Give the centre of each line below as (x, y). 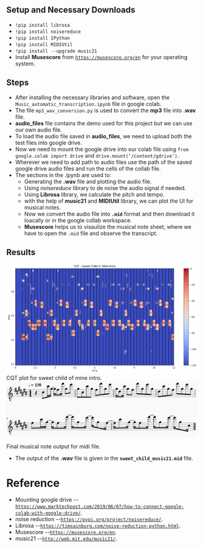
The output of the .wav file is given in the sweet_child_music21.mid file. (104, 458)
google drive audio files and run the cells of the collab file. (88, 168)
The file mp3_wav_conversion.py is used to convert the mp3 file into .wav (105, 110)
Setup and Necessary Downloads (71, 10)
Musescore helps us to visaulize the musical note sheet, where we (108, 227)
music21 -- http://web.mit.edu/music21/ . (66, 539)
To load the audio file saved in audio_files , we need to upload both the (103, 136)
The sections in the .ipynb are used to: (63, 175)
